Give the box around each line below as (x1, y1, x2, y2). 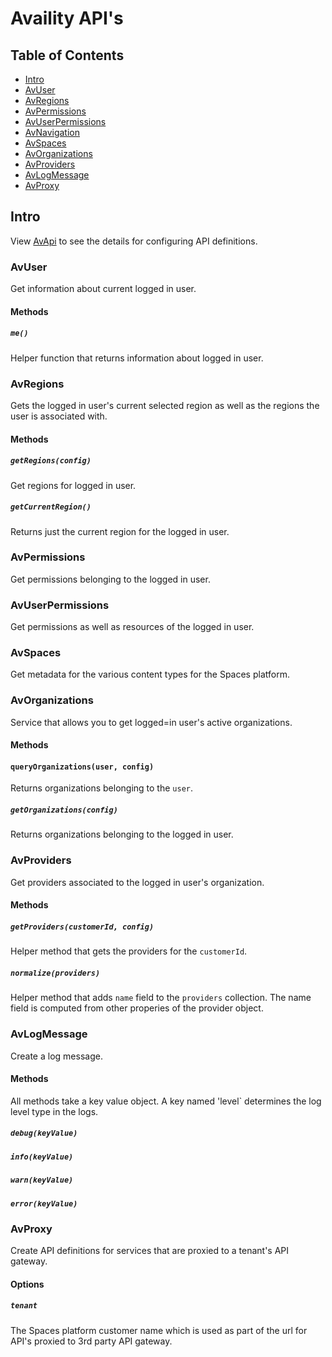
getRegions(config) (10, 456, 92, 466)
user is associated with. (10, 410, 108, 422)
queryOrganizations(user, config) (10, 762, 155, 772)
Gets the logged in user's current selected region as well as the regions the (10, 399, 320, 411)
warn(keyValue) (10, 1175, 74, 1186)
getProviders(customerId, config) (10, 922, 155, 932)
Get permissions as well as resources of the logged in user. (10, 621, 255, 633)
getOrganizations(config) (10, 805, 118, 816)
